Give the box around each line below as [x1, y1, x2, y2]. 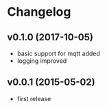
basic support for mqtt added [16, 49, 101, 57]
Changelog [7, 4, 71, 20]
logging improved [16, 57, 67, 65]
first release [16, 94, 51, 103]
